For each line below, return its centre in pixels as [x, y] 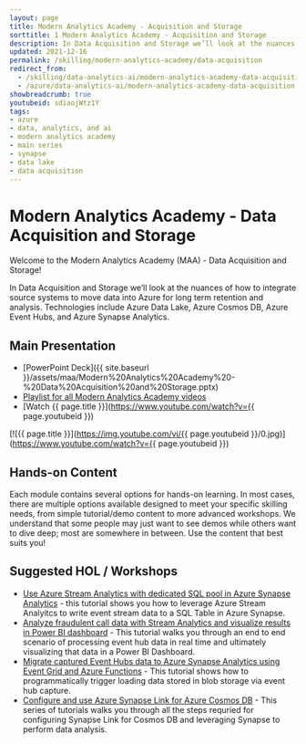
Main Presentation [63, 346]
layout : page [34, 18]
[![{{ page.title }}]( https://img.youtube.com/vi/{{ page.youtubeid [129, 434]
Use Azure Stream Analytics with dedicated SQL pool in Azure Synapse [157, 593]
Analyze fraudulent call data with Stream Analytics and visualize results [157, 623]
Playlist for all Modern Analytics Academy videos [114, 397]
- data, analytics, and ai [61, 129]
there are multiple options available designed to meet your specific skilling [149, 504]
